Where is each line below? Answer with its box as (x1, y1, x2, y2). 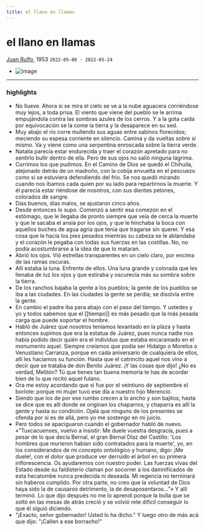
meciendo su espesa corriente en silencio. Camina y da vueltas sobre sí (15, 134, 196, 142)
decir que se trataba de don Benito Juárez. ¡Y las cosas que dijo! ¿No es (15, 362, 196, 369)
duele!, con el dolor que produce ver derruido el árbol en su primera (15, 453, 187, 460)
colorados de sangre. (15, 193, 69, 200)
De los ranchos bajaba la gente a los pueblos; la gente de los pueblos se (15, 284, 198, 291)
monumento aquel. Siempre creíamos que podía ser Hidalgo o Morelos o (15, 342, 198, 350)
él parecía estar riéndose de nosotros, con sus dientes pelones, (15, 186, 175, 194)
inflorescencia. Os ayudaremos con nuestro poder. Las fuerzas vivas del (15, 459, 198, 466)
